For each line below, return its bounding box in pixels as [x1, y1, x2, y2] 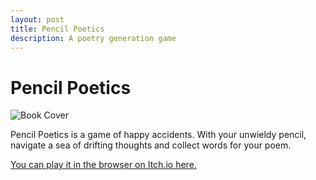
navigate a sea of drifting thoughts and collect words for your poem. [10, 139, 292, 151]
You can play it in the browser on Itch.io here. [10, 159, 197, 171]
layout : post [10, 14, 65, 25]
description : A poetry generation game [10, 33, 177, 43]
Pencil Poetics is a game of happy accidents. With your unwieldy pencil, [10, 129, 307, 141]
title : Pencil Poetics [10, 24, 105, 34]
